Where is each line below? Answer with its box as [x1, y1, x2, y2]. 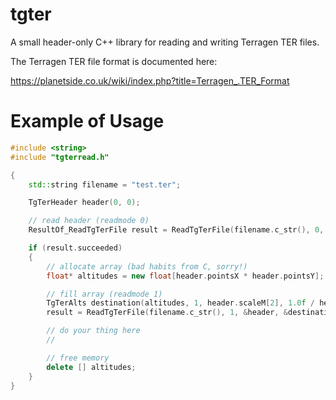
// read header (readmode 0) [28, 216, 150, 226]
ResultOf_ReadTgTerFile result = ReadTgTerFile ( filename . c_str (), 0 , [28, 225, 325, 235]
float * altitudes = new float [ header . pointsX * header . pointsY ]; [46, 271, 325, 281]
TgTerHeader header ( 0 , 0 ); [28, 198, 141, 208]
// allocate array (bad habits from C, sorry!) [46, 261, 248, 272]
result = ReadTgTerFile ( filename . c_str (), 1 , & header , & [46, 308, 289, 318]
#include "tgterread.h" [10, 152, 110, 162]
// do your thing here [46, 326, 141, 336]
